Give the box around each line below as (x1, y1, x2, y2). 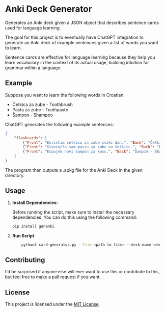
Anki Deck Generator (5, 3, 92, 15)
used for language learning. (5, 25, 61, 30)
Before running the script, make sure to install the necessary (12, 209, 135, 215)
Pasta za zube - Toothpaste (12, 106, 69, 112)
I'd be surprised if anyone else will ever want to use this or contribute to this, (5, 269, 160, 275)
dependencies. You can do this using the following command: (12, 214, 137, 220)
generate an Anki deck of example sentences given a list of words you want (5, 39, 159, 45)
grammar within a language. (5, 65, 62, 71)
